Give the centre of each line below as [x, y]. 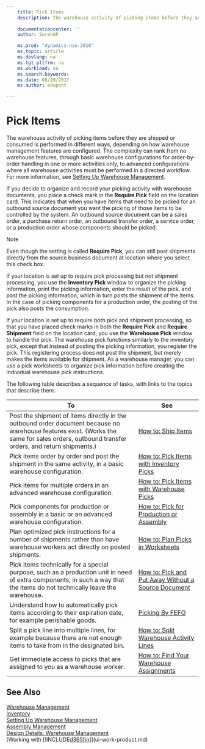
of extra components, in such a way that [67, 580]
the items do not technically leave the [63, 588]
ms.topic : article [41, 52]
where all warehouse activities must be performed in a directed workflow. [99, 170]
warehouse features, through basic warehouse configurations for [88, 157]
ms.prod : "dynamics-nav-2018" [56, 46]
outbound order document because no [65, 424]
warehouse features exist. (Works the [63, 431]
